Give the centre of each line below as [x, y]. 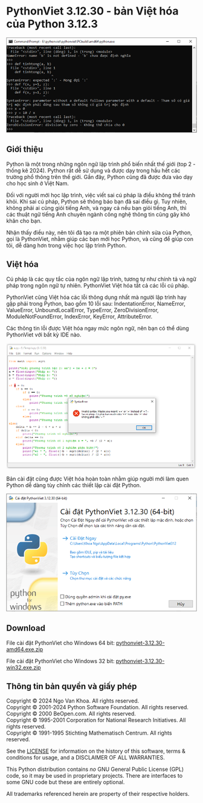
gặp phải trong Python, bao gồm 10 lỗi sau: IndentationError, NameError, [96, 303]
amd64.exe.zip [25, 649]
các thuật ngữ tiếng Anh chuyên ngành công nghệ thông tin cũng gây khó [98, 214]
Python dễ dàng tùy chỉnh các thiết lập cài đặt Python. [74, 485]
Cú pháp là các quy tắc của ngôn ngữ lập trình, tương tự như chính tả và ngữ [101, 279]
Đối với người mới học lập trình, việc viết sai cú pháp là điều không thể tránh [101, 195]
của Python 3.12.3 [52, 24]
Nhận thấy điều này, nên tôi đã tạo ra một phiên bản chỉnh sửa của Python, [99, 232]
